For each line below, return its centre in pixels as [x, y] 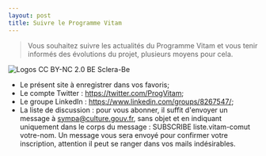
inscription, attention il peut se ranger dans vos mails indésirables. [127, 143]
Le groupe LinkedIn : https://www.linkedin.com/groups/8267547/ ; [127, 101]
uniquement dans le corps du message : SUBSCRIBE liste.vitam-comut [135, 127]
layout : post [30, 15]
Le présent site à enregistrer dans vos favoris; [95, 85]
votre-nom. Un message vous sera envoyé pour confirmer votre [123, 135]
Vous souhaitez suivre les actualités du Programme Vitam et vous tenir [142, 45]
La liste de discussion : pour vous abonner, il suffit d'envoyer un [123, 110]
